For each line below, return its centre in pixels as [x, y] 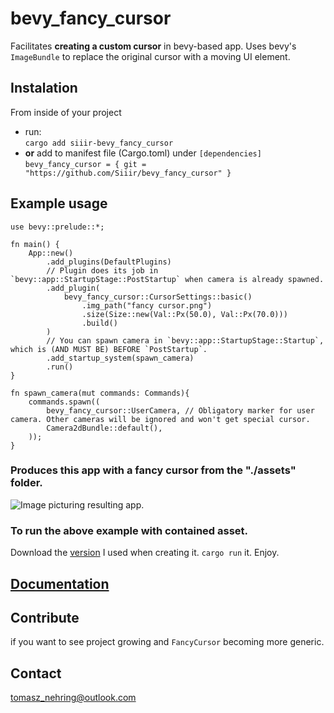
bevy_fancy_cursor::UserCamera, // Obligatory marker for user [180, 410]
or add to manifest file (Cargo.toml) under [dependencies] [143, 153]
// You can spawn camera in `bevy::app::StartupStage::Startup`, [185, 340]
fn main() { [35, 244]
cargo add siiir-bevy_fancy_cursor [99, 143]
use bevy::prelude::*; [57, 227]
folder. [26, 483]
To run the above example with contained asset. [129, 530]
